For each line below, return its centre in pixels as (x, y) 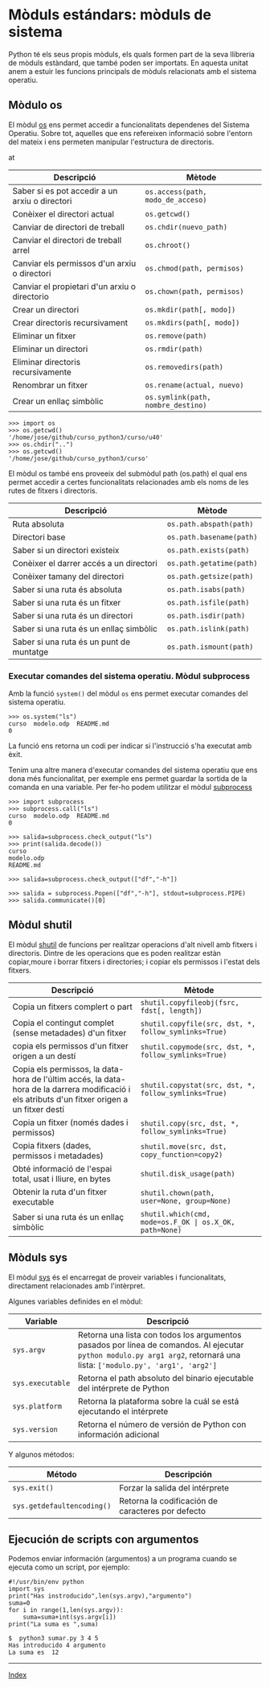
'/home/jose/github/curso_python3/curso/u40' (86, 437)
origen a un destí (44, 1056)
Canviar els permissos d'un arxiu (74, 263)
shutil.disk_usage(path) (188, 1174)
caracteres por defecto (163, 1511)
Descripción (188, 1474)
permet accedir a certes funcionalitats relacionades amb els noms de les (129, 482)
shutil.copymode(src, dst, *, (198, 1047)
